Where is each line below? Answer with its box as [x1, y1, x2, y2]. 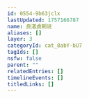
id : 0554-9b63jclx [7, 10, 60, 17]
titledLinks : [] [7, 81, 54, 88]
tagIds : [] [7, 49, 39, 56]
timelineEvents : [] [7, 74, 64, 81]
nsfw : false [7, 55, 42, 62]
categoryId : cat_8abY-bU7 [7, 42, 82, 49]
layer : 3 [7, 36, 33, 43]
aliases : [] [7, 29, 42, 37]
